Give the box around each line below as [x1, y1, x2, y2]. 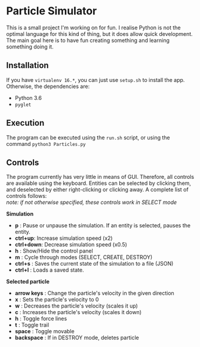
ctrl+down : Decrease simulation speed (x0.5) [14, 241, 127, 248]
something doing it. [6, 43, 54, 50]
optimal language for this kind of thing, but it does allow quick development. [6, 30, 193, 37]
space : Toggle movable [14, 328, 75, 335]
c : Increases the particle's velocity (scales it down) [14, 309, 142, 316]
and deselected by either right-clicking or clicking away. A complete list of [6, 186, 189, 193]
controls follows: [6, 193, 47, 200]
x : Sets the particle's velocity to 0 [14, 296, 99, 303]
